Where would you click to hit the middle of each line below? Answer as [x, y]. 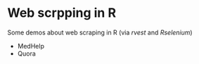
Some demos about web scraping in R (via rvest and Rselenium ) [100, 32]
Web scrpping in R [62, 13]
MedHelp [31, 46]
